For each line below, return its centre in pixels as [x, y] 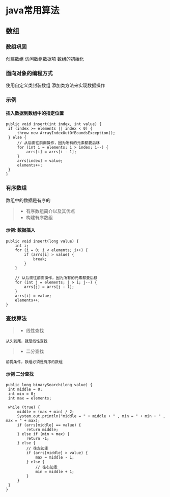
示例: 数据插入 [20, 230]
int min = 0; [22, 394]
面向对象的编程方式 [29, 73]
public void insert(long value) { [42, 241]
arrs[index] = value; [40, 161]
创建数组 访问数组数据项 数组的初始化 [45, 59]
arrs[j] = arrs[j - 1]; [49, 287]
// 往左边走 [37, 448]
